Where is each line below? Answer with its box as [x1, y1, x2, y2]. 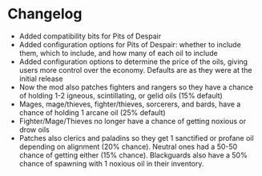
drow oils [18, 125, 50, 134]
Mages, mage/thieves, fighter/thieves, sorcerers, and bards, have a [18, 99, 241, 109]
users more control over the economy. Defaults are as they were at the [18, 65, 252, 74]
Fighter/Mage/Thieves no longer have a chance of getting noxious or [18, 116, 246, 126]
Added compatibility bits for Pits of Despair [18, 31, 162, 41]
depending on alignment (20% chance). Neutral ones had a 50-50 [18, 142, 238, 151]
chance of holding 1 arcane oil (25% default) [18, 107, 166, 117]
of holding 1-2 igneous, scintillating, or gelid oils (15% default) [18, 90, 224, 100]
